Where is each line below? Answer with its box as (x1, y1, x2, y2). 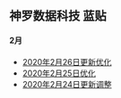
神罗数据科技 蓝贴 (9, 8, 107, 24)
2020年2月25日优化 (22, 68, 96, 78)
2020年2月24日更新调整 (22, 78, 112, 89)
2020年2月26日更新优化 (22, 56, 112, 67)
